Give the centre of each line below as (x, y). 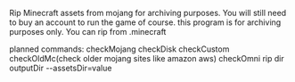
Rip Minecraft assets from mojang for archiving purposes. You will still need (148, 13)
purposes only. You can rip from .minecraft (88, 32)
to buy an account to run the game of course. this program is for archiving (145, 22)
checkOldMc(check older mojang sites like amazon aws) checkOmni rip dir (147, 58)
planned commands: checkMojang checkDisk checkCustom (119, 49)
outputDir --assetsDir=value (61, 68)
